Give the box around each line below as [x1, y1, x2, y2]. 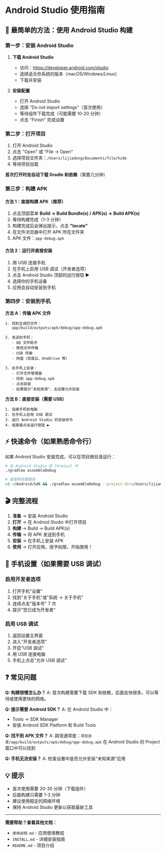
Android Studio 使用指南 [5, 4, 105, 16]
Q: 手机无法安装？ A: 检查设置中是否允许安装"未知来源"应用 [5, 755, 126, 761]
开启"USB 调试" [12, 645, 44, 651]
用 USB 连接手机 [12, 259, 46, 265]
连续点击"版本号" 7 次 [12, 601, 56, 607]
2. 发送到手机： [5, 335, 34, 340]
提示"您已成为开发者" [12, 607, 56, 612]
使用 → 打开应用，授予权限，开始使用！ [12, 544, 93, 549]
